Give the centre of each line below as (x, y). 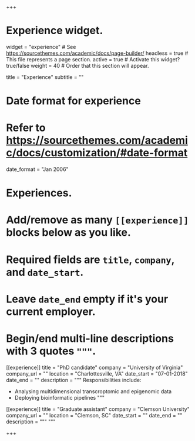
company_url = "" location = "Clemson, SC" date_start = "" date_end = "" (94, 415)
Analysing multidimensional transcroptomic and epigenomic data (93, 391)
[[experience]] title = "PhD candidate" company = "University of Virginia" (95, 367)
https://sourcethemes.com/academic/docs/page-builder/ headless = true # (97, 53)
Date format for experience (73, 101)
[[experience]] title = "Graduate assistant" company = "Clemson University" (98, 409)
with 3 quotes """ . (51, 351)
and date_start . (45, 272)
